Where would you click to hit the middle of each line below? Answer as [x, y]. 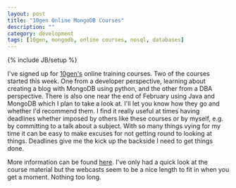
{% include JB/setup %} [42, 60]
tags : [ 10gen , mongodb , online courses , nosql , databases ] [96, 40]
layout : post [26, 14]
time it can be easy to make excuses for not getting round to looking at [110, 134]
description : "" [31, 27]
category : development [41, 33]
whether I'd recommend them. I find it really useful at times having [104, 111]
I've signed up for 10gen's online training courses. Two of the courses [108, 74]
